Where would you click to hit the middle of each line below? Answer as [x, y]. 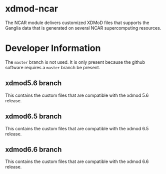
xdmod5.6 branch [33, 83]
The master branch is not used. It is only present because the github [75, 62]
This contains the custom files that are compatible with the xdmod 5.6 [77, 95]
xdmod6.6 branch [33, 149]
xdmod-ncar [32, 9]
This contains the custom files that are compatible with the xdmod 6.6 [77, 161]
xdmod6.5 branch [33, 117]
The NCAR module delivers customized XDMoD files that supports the [77, 23]
